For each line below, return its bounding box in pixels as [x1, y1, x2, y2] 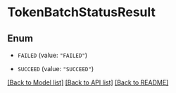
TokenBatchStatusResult [7, 4, 156, 20]
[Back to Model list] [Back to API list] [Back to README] [7, 78, 169, 87]
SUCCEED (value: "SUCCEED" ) [17, 65, 94, 73]
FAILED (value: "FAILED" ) [17, 51, 88, 59]
